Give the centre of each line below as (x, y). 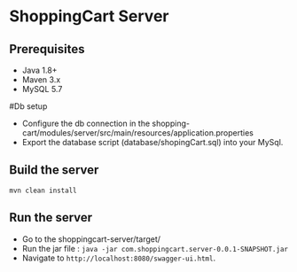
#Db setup (28, 106)
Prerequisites (47, 49)
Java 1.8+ (39, 70)
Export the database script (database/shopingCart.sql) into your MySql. (152, 142)
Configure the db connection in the (86, 123)
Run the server (51, 218)
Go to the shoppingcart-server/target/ (91, 239)
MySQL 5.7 (42, 89)
